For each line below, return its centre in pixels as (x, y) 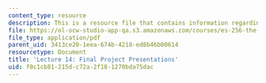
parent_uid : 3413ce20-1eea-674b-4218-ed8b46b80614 (93, 45)
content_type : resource (47, 15)
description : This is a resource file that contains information (118, 23)
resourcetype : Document (47, 52)
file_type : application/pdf (55, 38)
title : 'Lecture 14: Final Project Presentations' (93, 60)
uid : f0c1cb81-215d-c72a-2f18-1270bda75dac (81, 67)
